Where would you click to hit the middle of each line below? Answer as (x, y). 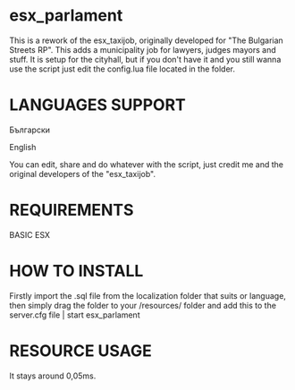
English (23, 147)
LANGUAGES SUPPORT (97, 105)
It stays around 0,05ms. (53, 376)
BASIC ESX (30, 234)
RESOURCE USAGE (80, 351)
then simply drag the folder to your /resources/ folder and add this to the (143, 305)
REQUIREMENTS (72, 210)
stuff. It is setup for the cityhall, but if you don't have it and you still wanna (145, 59)
